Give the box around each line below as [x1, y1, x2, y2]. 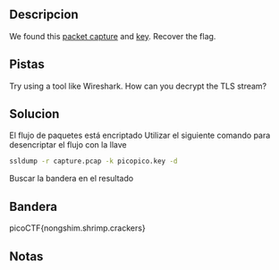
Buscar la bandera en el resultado [9, 173, 134, 184]
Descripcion [9, 7, 79, 22]
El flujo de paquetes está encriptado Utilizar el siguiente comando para [9, 130, 271, 141]
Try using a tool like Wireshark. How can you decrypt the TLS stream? [9, 80, 267, 91]
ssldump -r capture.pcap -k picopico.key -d [9, 156, 178, 166]
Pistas [9, 57, 45, 72]
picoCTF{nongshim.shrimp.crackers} [9, 223, 146, 233]
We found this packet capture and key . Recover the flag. [9, 30, 216, 41]
